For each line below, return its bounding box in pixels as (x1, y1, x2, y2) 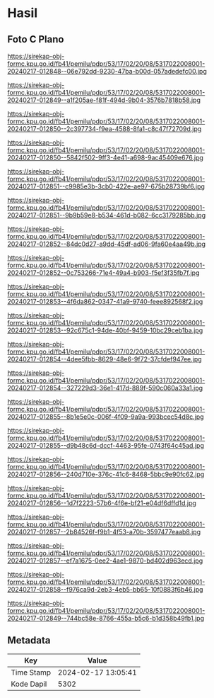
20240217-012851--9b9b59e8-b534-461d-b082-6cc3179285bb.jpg (7, 211, 206, 219)
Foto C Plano (7, 33, 64, 45)
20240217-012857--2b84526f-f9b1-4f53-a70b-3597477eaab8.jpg (7, 528, 201, 536)
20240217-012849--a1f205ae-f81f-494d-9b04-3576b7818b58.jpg (7, 96, 201, 104)
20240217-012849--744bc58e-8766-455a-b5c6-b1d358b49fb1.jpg (7, 614, 205, 622)
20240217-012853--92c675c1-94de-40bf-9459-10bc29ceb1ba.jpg (7, 326, 203, 334)
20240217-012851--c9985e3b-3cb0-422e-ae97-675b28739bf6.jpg (7, 182, 205, 191)
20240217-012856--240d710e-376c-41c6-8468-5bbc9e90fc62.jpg (7, 470, 205, 478)
